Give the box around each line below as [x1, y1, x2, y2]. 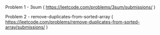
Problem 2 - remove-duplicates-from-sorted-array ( [5, 14, 114, 19]
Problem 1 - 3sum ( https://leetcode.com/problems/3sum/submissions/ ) [5, 4, 155, 10]
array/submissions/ [5, 24, 45, 30]
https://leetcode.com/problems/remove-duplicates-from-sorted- [5, 19, 140, 25]
